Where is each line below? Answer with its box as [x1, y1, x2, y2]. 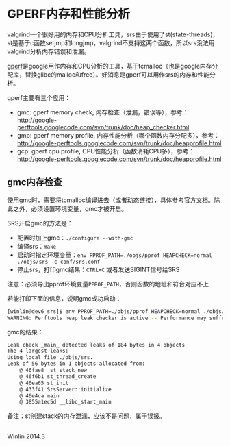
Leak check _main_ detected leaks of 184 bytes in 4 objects [7, 341, 186, 348]
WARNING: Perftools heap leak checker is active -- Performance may [7, 314, 207, 321]
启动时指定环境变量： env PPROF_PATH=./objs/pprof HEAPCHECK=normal [16, 251, 212, 259]
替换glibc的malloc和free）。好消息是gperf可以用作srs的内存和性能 [25, 70, 210, 79]
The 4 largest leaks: [7, 347, 69, 355]
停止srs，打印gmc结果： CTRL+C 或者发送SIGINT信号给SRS [16, 265, 180, 273]
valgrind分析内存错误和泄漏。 [7, 47, 90, 55]
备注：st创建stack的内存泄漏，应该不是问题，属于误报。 [7, 412, 166, 420]
